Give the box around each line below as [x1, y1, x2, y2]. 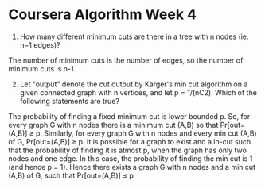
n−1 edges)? [19, 40, 61, 49]
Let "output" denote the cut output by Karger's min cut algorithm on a [19, 79, 248, 89]
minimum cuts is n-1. [8, 63, 76, 73]
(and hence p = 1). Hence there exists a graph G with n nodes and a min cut [8, 162, 256, 171]
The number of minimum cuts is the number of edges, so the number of [8, 56, 244, 65]
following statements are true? [19, 96, 119, 106]
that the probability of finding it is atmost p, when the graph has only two [8, 145, 247, 155]
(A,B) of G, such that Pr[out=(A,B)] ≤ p [8, 171, 134, 180]
